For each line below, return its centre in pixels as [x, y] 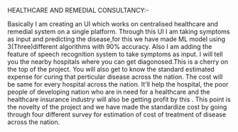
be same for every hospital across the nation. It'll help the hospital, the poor [118, 84]
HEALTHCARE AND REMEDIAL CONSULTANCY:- [78, 10]
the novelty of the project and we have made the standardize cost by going [117, 107]
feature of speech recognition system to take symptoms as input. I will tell [115, 54]
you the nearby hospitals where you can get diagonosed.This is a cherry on [118, 62]
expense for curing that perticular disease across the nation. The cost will [115, 77]
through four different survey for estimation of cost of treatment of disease [117, 114]
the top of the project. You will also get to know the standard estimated [111, 69]
